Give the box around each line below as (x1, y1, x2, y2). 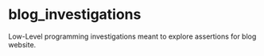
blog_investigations (8, 6, 142, 24)
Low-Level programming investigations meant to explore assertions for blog (8, 32, 257, 41)
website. (8, 39, 37, 49)
